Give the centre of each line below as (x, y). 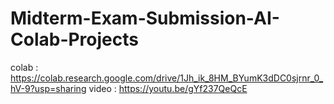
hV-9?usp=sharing (48, 88)
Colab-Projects (74, 39)
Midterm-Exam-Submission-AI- (145, 18)
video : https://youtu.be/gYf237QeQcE (168, 88)
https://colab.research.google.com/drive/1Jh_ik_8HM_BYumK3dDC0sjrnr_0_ (167, 78)
